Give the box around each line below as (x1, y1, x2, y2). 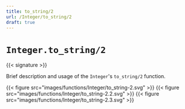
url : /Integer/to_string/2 (6, 14, 72, 20)
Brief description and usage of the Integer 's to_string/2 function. (6, 73, 166, 80)
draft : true (6, 19, 35, 25)
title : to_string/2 (6, 8, 54, 15)
